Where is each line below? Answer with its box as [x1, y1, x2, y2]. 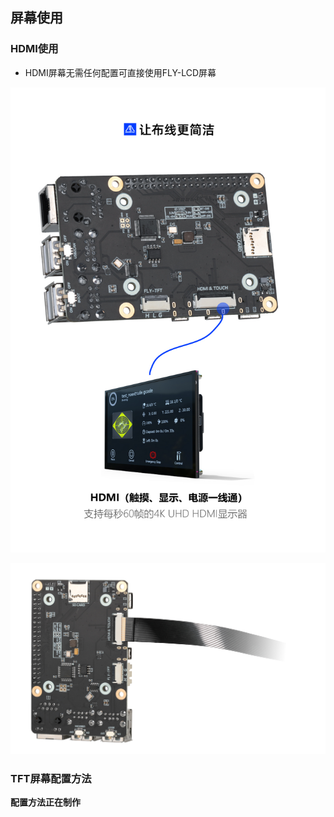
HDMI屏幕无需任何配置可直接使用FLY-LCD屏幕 [24, 66, 217, 78]
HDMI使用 [10, 42, 59, 56]
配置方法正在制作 [10, 796, 81, 808]
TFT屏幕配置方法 [10, 771, 92, 785]
